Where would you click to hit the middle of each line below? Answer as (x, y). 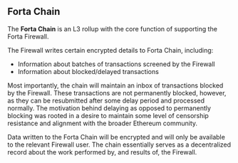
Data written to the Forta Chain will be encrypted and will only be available (117, 137)
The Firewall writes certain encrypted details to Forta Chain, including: (110, 50)
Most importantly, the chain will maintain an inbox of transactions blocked (115, 85)
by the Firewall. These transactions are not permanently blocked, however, (117, 93)
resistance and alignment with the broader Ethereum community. (103, 123)
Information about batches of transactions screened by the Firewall (116, 64)
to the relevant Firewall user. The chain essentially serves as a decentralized (119, 144)
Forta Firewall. (28, 36)
